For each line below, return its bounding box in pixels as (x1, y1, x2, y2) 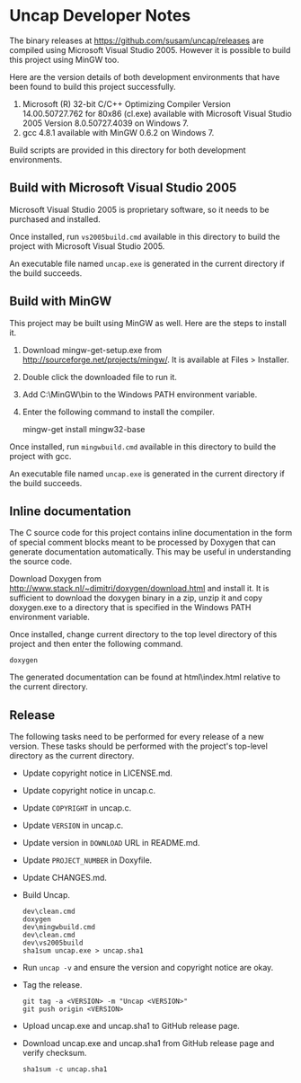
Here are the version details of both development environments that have (9, 71, 280, 82)
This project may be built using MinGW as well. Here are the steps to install (9, 317, 288, 328)
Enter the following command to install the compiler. (22, 406, 216, 417)
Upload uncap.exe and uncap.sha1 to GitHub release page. (22, 1021, 240, 1032)
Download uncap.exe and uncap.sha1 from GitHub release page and (22, 1038, 275, 1049)
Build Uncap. (22, 890, 70, 901)
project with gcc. (9, 450, 72, 461)
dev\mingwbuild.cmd (22, 923, 96, 932)
